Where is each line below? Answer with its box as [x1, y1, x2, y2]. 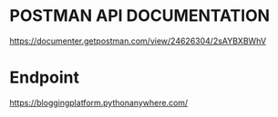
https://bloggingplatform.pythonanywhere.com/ [9, 97, 189, 108]
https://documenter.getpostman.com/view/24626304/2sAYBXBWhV [9, 35, 267, 46]
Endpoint [9, 67, 80, 88]
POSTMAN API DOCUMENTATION [9, 5, 271, 26]
